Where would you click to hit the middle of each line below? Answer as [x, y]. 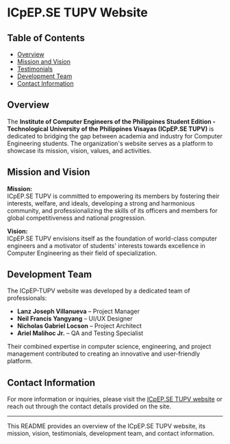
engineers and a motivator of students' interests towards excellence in [106, 245]
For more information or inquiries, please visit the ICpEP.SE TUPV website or [115, 399]
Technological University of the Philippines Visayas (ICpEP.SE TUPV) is [111, 129]
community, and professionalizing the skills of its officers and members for [112, 210]
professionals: [27, 298]
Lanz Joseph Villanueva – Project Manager [78, 311]
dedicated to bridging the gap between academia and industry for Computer [115, 136]
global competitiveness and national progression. [76, 218]
